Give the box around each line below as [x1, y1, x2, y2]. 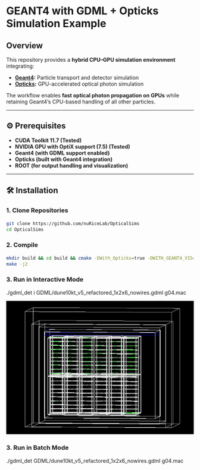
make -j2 [6, 261, 28, 267]
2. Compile [6, 241, 39, 249]
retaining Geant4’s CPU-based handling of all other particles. [6, 98, 156, 105]
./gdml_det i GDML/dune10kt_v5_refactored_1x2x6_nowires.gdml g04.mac [6, 289, 186, 296]
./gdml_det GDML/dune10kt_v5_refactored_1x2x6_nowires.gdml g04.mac [6, 457, 184, 464]
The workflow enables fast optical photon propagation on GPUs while [6, 92, 180, 99]
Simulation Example [6, 17, 107, 30]
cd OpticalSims [6, 227, 44, 233]
